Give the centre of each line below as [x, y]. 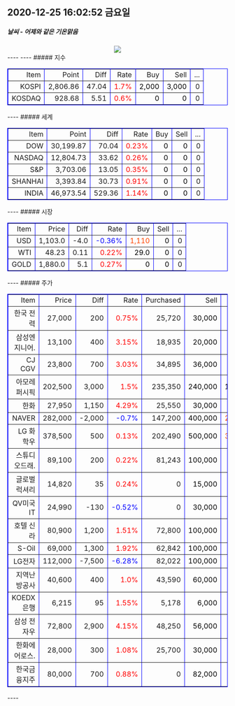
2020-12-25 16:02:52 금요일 [69, 13]
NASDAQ [29, 158]
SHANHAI [28, 182]
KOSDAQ [26, 99]
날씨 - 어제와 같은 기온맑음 [43, 31]
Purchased [163, 301]
